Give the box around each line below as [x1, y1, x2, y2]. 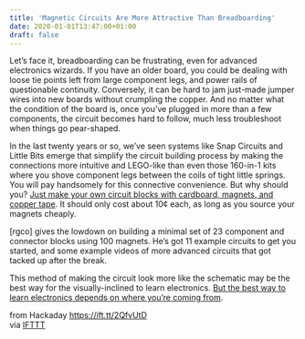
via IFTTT [9, 320, 46, 331]
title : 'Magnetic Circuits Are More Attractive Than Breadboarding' [9, 13, 276, 23]
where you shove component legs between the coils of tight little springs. [9, 169, 286, 180]
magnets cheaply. [9, 209, 77, 220]
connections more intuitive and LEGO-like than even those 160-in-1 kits [9, 160, 277, 171]
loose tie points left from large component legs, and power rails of [9, 75, 258, 86]
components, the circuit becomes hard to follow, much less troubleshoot [9, 113, 282, 124]
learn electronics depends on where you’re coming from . [9, 293, 224, 303]
